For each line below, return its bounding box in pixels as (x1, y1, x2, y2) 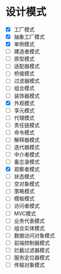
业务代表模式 (13, 217, 45, 224)
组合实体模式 (13, 224, 45, 232)
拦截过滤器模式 (13, 246, 50, 253)
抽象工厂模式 (13, 33, 45, 40)
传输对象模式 (13, 261, 45, 268)
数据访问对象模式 (13, 232, 55, 239)
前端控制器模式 (13, 239, 50, 246)
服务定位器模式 (13, 253, 50, 261)
